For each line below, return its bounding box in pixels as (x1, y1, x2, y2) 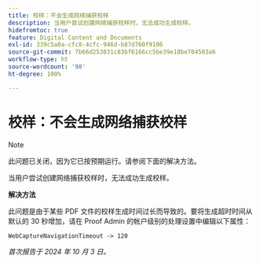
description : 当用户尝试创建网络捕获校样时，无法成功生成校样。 (8, 19, 195, 27)
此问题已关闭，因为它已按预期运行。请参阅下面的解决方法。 (8, 156, 201, 165)
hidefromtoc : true (8, 26, 68, 34)
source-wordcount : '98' (8, 63, 86, 71)
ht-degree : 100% (8, 70, 61, 78)
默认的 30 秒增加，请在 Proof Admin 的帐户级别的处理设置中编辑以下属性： (8, 216, 251, 225)
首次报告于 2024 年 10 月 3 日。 (8, 246, 111, 256)
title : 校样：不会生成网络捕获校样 (8, 11, 109, 20)
